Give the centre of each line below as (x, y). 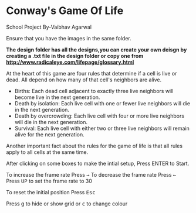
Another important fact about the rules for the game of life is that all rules (94, 146)
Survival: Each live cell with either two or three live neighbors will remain (102, 128)
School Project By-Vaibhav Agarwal (49, 27)
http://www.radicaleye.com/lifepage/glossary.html (70, 62)
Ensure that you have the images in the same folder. (69, 38)
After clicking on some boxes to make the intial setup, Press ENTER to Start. (98, 163)
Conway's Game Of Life (65, 11)
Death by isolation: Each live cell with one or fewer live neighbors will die (102, 103)
